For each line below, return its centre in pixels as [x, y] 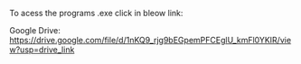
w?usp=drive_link [42, 50]
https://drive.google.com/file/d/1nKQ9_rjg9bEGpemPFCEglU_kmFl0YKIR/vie [150, 40]
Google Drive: [35, 30]
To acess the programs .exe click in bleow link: [96, 13]
